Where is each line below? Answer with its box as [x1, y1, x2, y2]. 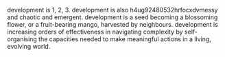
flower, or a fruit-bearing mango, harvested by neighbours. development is [7, 21, 218, 28]
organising [7, 35, 38, 43]
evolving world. [7, 43, 51, 50]
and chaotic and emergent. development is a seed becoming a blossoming [7, 13, 218, 21]
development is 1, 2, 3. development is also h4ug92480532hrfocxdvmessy [7, 6, 218, 14]
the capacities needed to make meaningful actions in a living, [38, 35, 211, 43]
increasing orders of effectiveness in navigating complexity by [7, 27, 183, 36]
